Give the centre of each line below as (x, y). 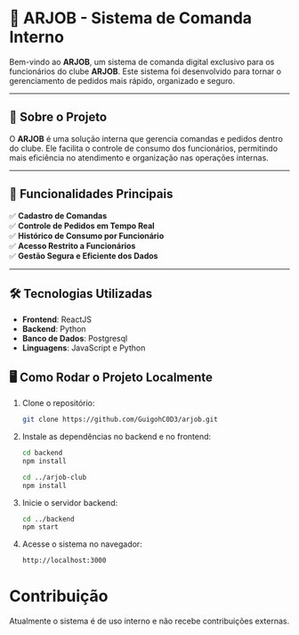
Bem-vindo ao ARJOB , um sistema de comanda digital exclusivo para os (142, 62)
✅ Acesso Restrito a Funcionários (73, 245)
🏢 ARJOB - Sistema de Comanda (130, 18)
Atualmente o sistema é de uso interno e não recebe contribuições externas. (149, 621)
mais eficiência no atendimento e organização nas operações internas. (139, 157)
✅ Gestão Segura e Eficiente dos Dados (84, 256)
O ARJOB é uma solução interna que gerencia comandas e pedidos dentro (146, 138)
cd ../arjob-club (54, 477)
